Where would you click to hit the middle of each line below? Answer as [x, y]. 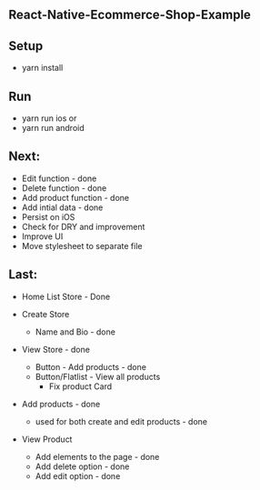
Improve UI [42, 236]
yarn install [42, 68]
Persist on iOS [48, 216]
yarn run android [53, 128]
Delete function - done [64, 188]
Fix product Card [80, 386]
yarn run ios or [49, 118]
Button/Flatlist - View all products [98, 376]
